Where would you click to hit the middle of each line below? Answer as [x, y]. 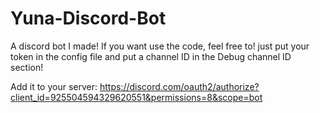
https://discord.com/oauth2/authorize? [179, 86]
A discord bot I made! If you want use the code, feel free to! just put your [160, 46]
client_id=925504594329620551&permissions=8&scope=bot [136, 97]
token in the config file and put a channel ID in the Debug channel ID [151, 56]
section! [27, 67]
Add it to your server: [54, 86]
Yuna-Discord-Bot [88, 18]
